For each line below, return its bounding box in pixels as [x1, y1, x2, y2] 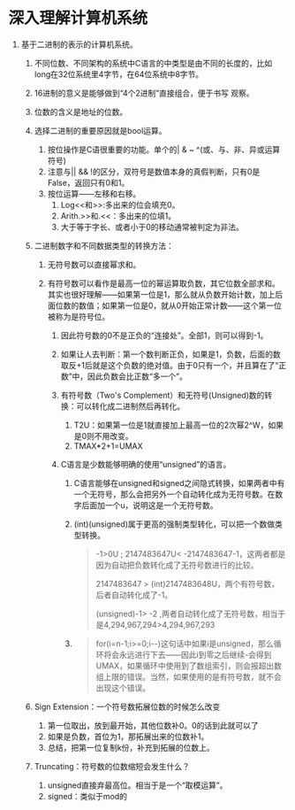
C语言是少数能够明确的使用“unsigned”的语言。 [60, 459, 231, 469]
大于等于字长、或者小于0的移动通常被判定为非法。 [60, 221, 245, 232]
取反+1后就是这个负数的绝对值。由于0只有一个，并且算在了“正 [60, 359, 287, 370]
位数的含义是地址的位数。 [34, 106, 128, 117]
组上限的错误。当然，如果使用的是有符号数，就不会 [95, 671, 282, 682]
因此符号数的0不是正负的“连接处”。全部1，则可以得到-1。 [60, 329, 269, 341]
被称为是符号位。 [47, 311, 110, 321]
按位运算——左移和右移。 [47, 188, 141, 199]
